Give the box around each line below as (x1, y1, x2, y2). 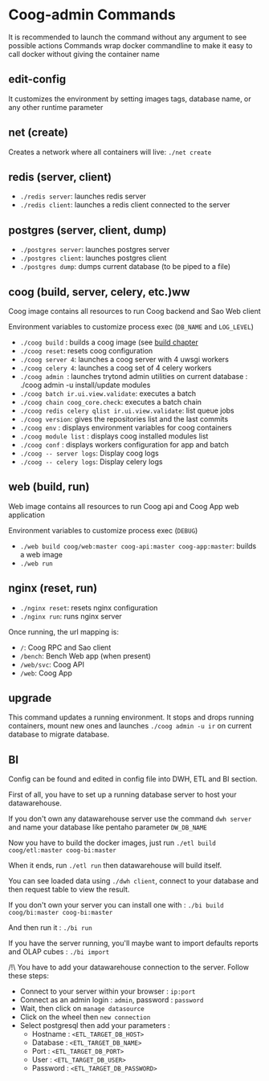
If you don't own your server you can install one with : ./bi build (8, 900, 224, 910)
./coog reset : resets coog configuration (19, 346, 153, 355)
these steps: (8, 971, 50, 981)
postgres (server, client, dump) (8, 223, 167, 237)
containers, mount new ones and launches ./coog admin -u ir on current (8, 721, 252, 731)
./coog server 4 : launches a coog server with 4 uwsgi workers (19, 355, 229, 364)
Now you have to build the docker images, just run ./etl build (8, 838, 217, 848)
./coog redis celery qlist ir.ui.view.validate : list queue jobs (19, 406, 234, 415)
